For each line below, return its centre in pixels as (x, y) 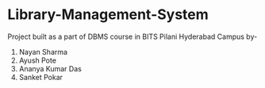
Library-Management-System (108, 15)
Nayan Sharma (43, 52)
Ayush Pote (38, 60)
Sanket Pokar (41, 77)
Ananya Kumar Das (50, 68)
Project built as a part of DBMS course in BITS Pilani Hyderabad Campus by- (132, 36)
